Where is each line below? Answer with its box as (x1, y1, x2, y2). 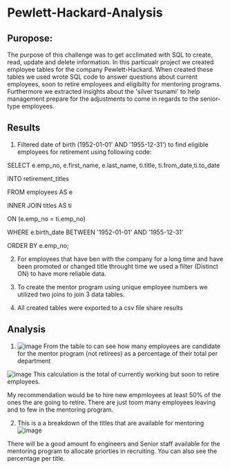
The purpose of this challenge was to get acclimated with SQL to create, (7, 50, 213, 59)
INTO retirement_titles (7, 174, 70, 182)
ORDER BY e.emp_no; (7, 241, 69, 249)
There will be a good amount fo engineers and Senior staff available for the (7, 439, 220, 448)
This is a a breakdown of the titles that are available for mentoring (17, 419, 204, 427)
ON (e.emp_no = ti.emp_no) (7, 214, 86, 222)
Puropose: (7, 32, 53, 44)
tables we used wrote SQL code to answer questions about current (7, 73, 198, 81)
